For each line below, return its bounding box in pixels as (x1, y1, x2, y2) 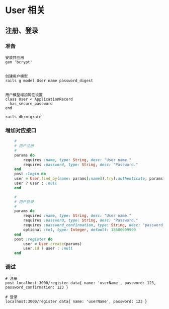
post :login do (14, 172, 46, 177)
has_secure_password (10, 101, 53, 106)
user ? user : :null (14, 181, 57, 186)
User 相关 (5, 5, 45, 16)
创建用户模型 (5, 73, 28, 79)
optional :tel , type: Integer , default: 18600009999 (23, 227, 136, 232)
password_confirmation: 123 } (5, 285, 69, 290)
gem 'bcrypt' (5, 59, 33, 64)
